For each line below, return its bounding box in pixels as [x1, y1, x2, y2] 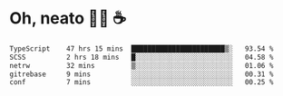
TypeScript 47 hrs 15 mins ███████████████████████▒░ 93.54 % [9, 43, 274, 53]
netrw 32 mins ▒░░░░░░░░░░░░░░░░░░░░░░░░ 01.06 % [9, 61, 274, 70]
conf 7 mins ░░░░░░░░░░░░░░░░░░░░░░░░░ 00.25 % [9, 78, 274, 87]
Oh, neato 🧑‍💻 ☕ [9, 8, 127, 29]
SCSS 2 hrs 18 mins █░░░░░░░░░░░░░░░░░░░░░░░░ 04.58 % [9, 53, 274, 62]
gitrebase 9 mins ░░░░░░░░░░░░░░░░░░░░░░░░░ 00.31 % [9, 70, 274, 79]
